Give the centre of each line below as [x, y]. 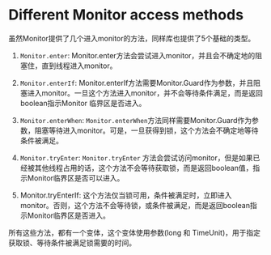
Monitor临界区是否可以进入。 [76, 178]
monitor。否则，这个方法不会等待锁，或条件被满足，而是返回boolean [135, 205]
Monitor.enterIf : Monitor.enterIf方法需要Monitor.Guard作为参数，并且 [137, 83]
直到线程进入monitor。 [79, 66]
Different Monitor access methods [126, 15]
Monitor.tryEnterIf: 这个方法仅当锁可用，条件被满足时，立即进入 [126, 195]
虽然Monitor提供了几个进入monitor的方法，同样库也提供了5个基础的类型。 [132, 38]
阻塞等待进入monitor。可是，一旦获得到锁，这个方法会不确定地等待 [146, 130]
